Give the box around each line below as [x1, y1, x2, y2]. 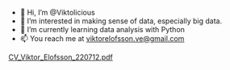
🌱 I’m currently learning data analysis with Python [19, 25, 186, 34]
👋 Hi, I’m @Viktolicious [19, 8, 95, 17]
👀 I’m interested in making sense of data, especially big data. [19, 16, 223, 26]
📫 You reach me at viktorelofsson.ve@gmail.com [19, 34, 185, 43]
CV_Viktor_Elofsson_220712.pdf [8, 52, 113, 62]
